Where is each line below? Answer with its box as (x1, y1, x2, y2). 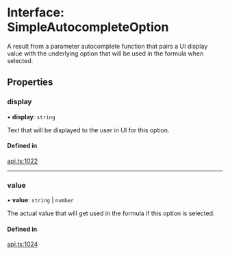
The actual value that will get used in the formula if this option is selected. (7, 209, 215, 217)
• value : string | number (7, 196, 74, 204)
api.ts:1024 (7, 240, 38, 248)
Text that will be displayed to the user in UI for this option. (7, 125, 170, 134)
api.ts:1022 (7, 156, 38, 165)
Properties (7, 77, 53, 88)
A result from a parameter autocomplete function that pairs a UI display (7, 42, 208, 50)
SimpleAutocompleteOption (7, 19, 169, 35)
